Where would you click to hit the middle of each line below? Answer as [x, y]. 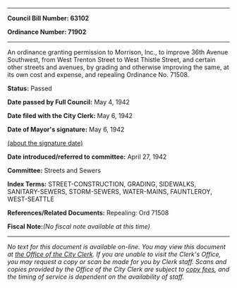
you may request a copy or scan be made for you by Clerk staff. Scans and [117, 262]
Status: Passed [30, 88]
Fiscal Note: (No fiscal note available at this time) [79, 226]
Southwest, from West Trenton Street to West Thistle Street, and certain [112, 60]
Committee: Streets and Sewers [54, 170]
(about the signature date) [45, 143]
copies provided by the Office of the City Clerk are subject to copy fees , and [119, 269]
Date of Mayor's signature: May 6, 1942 [66, 129]
